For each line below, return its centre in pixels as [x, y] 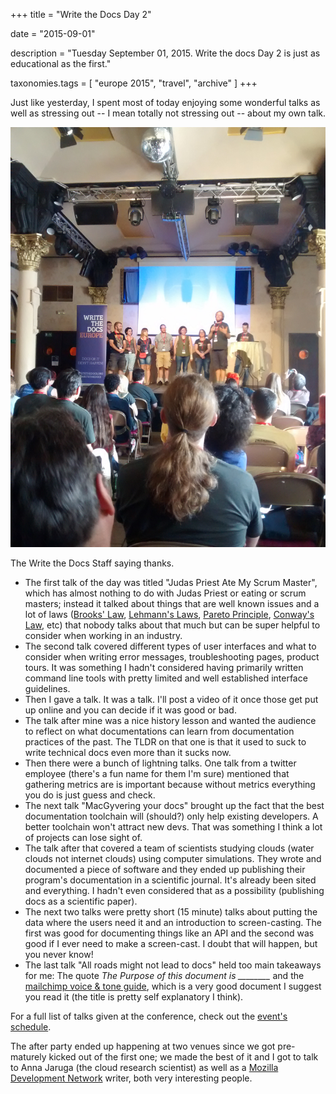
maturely [28, 1057]
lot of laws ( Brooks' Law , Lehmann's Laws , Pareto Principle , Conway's [169, 614]
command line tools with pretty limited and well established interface [166, 678]
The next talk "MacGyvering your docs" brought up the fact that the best [174, 805]
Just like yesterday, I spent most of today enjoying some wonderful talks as [165, 102]
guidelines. [47, 688]
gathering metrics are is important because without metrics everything [170, 784]
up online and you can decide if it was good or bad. [130, 710]
